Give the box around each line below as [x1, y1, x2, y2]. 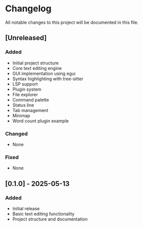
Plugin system [12, 86, 42, 92]
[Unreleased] [5, 34, 47, 42]
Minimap [12, 113, 31, 118]
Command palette [12, 97, 49, 103]
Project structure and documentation [12, 216, 88, 222]
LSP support [12, 81, 38, 87]
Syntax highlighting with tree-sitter [12, 75, 83, 82]
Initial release [12, 205, 40, 211]
